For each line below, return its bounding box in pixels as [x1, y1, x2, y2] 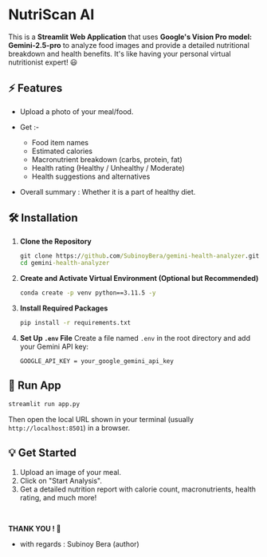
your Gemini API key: [19, 342, 89, 352]
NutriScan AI [8, 6, 95, 24]
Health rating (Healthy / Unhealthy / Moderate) [31, 163, 185, 172]
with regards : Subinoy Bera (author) [19, 539, 139, 548]
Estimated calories [31, 146, 93, 156]
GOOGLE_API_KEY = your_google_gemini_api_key [19, 358, 174, 365]
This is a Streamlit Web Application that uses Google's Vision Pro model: [8, 32, 253, 41]
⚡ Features [8, 81, 63, 95]
